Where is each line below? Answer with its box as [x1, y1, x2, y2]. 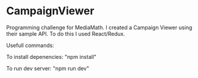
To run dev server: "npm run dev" [6, 64, 89, 72]
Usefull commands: [6, 42, 55, 49]
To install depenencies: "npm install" [6, 53, 97, 60]
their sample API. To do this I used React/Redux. [6, 30, 125, 37]
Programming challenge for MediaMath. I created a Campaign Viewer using [6, 24, 193, 31]
